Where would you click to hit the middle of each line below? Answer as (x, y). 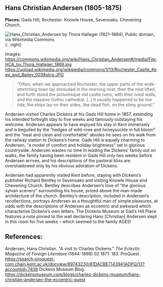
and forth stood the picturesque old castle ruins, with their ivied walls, (87, 94)
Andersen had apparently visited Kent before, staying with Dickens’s (73, 175)
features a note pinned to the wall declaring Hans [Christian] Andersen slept (81, 216)
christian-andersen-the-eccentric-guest (45, 279)
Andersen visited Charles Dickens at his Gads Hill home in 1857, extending (79, 114)
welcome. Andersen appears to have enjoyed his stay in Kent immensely (77, 124)
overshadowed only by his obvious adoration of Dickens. (62, 166)
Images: (13, 54)
